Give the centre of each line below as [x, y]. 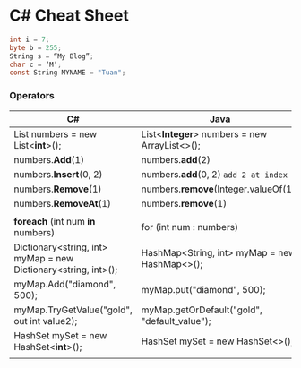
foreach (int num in [55, 221]
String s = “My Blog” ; [52, 56]
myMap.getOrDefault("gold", [202, 310]
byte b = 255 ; [36, 47]
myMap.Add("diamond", [65, 284]
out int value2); [46, 321]
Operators [32, 96]
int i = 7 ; [30, 39]
